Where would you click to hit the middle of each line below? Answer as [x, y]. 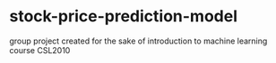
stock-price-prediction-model [123, 16]
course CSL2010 [40, 50]
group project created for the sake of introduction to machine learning [138, 41]
